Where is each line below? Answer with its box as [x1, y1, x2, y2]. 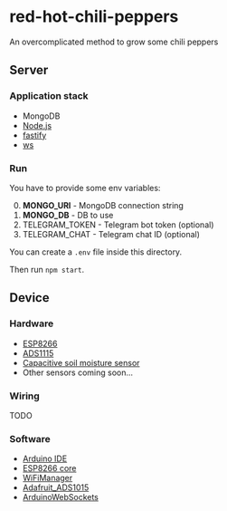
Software [9, 432, 52, 445]
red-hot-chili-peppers [9, 6, 179, 27]
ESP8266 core [22, 463, 77, 474]
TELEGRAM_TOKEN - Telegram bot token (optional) [22, 219, 214, 230]
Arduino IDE [22, 453, 68, 464]
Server [9, 63, 49, 78]
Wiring [9, 390, 41, 402]
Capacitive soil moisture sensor [22, 357, 140, 368]
